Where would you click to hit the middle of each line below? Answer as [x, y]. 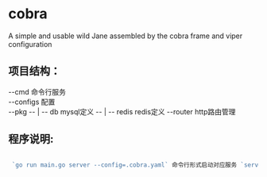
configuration [30, 44]
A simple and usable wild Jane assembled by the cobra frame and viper [126, 36]
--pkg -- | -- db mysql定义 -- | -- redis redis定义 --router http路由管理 [122, 111]
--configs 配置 [32, 102]
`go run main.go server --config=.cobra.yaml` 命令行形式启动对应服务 [124, 165]
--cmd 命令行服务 [37, 91]
